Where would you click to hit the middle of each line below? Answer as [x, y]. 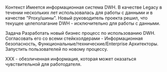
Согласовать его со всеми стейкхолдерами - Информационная [74, 38]
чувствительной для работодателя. [44, 64]
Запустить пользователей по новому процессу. [57, 49]
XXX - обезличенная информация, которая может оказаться [71, 59]
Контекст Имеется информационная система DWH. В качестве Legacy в [84, 7]
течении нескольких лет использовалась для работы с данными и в [79, 13]
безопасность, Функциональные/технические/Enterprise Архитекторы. [82, 44]
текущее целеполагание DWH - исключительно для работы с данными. [83, 23]
